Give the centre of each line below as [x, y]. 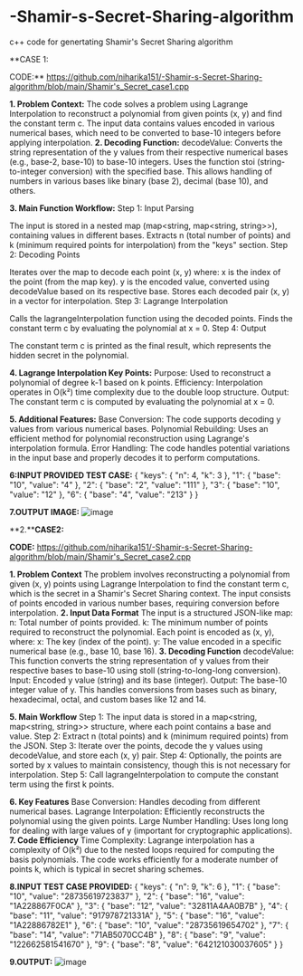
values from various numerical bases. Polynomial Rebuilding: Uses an [139, 428]
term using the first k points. [62, 784]
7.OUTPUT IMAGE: [44, 512]
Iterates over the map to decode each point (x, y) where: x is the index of [145, 272]
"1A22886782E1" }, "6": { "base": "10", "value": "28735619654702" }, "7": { [149, 924]
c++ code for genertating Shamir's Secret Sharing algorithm [121, 42]
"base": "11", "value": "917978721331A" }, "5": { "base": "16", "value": [137, 915]
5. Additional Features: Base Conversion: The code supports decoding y [145, 419]
